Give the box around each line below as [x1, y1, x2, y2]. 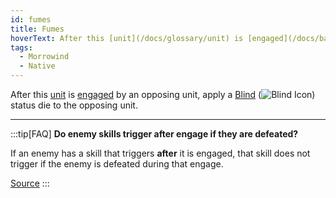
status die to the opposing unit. [10, 99, 138, 111]
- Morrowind [19, 52, 70, 62]
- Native [19, 61, 56, 71]
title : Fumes [10, 24, 65, 34]
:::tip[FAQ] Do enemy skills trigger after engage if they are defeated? [10, 128, 299, 140]
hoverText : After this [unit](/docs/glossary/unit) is [10, 33, 244, 43]
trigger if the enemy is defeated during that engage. [10, 158, 224, 170]
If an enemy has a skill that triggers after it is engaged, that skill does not [10, 147, 311, 159]
